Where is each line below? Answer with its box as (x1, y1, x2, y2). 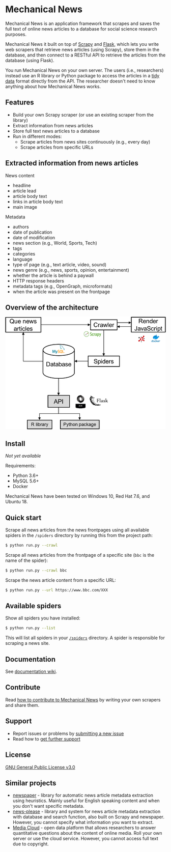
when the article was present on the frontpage (12, 289, 110, 295)
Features (5, 98, 34, 107)
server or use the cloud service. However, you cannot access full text (12, 836, 159, 842)
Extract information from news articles (12, 122, 93, 128)
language (12, 256, 33, 262)
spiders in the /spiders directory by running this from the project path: (5, 532, 153, 538)
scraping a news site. (5, 640, 50, 646)
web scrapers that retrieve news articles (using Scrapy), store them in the (5, 46, 159, 52)
